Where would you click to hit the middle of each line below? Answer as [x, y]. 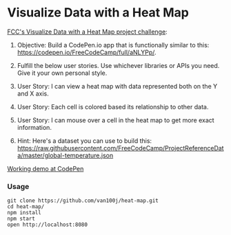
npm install [24, 213]
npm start [21, 219]
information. [34, 127]
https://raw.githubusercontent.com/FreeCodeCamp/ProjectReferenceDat [120, 148]
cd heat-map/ [26, 207]
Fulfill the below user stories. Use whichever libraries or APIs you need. [118, 65]
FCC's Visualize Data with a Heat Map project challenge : [87, 32]
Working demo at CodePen [46, 168]
